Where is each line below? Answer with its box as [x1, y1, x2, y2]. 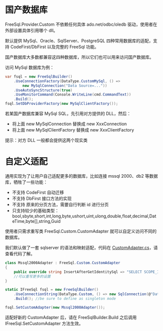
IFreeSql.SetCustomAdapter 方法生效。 [5, 320, 83, 326]
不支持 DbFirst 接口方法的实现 [12, 196, 72, 201]
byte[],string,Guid [25, 218, 61, 224]
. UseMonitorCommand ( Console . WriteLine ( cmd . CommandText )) [14, 92, 131, 97]
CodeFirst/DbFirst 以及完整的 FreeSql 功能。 [10, 44, 99, 50]
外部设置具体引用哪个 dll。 [5, 27, 58, 33]
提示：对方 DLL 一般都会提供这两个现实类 [5, 137, 88, 143]
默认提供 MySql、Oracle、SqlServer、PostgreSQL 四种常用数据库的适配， [5, 37, 153, 44]
